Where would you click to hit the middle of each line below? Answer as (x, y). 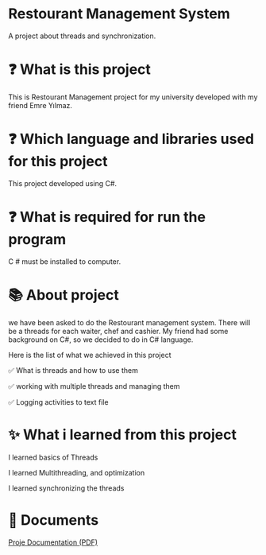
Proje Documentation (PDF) (53, 542)
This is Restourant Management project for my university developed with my (133, 97)
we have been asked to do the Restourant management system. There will (129, 322)
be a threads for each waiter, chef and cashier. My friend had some (118, 331)
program (37, 239)
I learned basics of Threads (53, 457)
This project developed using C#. (63, 183)
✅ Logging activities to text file (58, 402)
